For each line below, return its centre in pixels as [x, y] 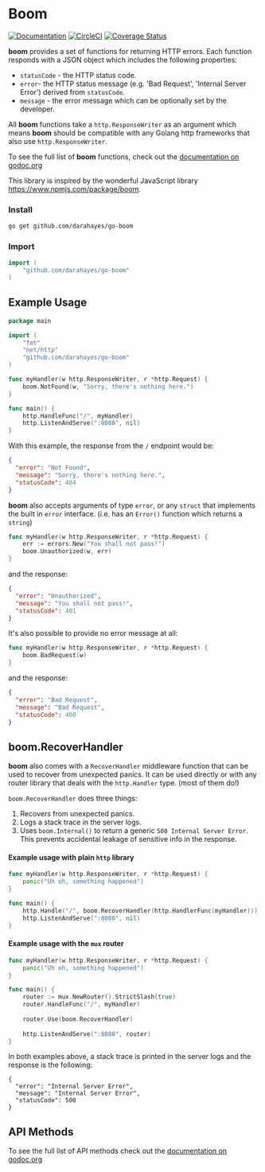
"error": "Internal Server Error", [74, 1087]
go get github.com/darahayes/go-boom [71, 226]
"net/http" [41, 350]
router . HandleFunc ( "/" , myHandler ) [82, 1005]
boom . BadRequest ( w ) [55, 656]
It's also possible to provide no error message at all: [93, 633]
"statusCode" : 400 [46, 714]
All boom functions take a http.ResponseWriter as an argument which [123, 124]
